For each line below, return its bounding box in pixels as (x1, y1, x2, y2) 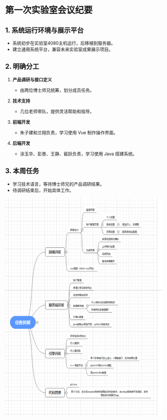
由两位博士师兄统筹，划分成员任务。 (19, 87, 95, 93)
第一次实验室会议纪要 (5, 4, 93, 16)
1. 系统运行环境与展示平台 (5, 26, 84, 34)
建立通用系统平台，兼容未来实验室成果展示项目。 (12, 46, 113, 52)
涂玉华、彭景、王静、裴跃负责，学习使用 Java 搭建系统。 (19, 151, 137, 157)
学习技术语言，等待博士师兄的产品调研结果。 (12, 181, 105, 187)
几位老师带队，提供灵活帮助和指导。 (19, 108, 95, 114)
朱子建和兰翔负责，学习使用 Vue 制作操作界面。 (19, 129, 118, 135)
